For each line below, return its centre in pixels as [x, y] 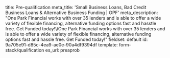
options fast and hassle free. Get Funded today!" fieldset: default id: [77, 39]
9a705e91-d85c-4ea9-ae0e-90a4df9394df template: [62, 45]
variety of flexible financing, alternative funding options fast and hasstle [81, 23]
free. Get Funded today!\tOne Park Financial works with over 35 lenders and [85, 29]
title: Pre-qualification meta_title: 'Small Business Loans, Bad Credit [76, 7]
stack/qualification [25, 50]
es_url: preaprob [63, 50]
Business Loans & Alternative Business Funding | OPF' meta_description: [82, 13]
